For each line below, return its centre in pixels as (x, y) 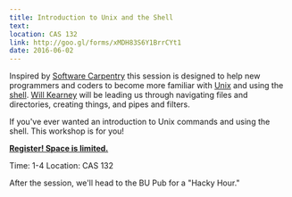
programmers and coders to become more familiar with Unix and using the (146, 86)
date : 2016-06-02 (42, 51)
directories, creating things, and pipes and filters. (100, 104)
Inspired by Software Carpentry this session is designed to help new (135, 76)
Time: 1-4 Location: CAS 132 (62, 166)
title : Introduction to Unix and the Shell (92, 17)
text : (19, 26)
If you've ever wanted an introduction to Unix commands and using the (140, 122)
